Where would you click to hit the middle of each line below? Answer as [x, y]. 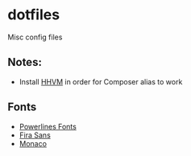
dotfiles [34, 15]
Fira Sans [35, 135]
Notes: [25, 62]
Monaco [33, 143]
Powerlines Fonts [48, 126]
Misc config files [35, 37]
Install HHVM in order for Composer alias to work [101, 81]
